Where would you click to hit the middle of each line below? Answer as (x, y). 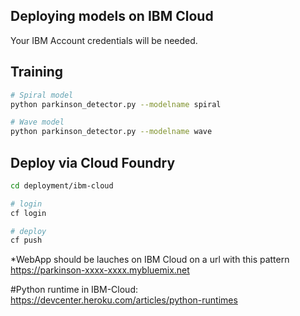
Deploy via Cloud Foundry (93, 162)
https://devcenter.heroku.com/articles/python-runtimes (124, 300)
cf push (26, 240)
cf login (28, 213)
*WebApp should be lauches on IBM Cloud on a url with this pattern (150, 260)
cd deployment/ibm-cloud (62, 185)
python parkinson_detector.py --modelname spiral (116, 104)
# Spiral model (42, 95)
